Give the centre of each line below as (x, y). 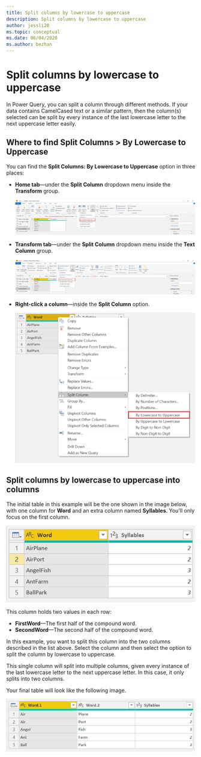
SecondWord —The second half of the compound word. (84, 629)
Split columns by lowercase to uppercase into (93, 480)
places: (15, 173)
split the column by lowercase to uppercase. (61, 654)
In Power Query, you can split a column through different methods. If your (97, 104)
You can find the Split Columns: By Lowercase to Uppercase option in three (101, 166)
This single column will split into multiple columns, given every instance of (98, 666)
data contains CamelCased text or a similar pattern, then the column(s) (94, 111)
